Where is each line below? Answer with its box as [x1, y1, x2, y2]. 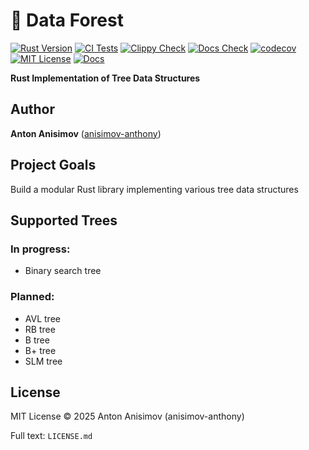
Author [10, 101, 55, 118]
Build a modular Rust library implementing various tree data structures [10, 183, 299, 195]
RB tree [24, 323, 56, 335]
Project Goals [10, 157, 97, 174]
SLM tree [24, 355, 63, 367]
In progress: [10, 242, 71, 256]
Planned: [10, 290, 55, 304]
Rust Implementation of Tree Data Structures [10, 72, 201, 84]
